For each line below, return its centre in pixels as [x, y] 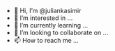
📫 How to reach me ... [46, 40]
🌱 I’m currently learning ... [51, 25]
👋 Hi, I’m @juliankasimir [47, 11]
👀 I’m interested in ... [43, 18]
